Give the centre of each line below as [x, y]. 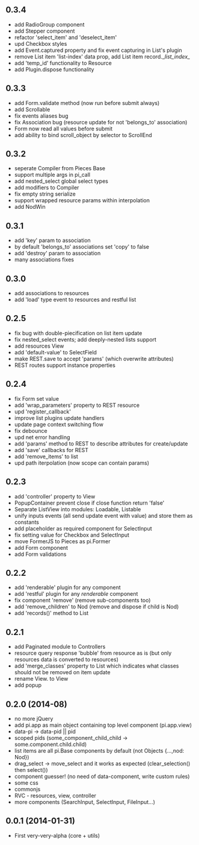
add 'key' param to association [52, 240]
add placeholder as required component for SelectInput [83, 528]
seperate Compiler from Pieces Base [60, 168]
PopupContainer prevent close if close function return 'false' [89, 503]
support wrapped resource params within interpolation [82, 200]
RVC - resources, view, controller [55, 796]
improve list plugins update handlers [59, 418]
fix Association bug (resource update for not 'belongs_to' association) [101, 122]
